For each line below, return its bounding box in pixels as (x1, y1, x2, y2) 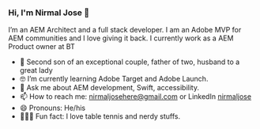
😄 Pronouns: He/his (19, 103, 85, 113)
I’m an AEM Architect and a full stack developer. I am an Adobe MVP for (8, 25, 242, 35)
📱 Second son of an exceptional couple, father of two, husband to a (19, 57, 240, 66)
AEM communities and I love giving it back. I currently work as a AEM (8, 33, 234, 43)
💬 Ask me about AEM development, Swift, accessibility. (19, 83, 200, 93)
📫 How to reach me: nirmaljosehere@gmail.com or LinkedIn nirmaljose (19, 92, 251, 101)
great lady (19, 66, 53, 75)
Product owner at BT (8, 42, 75, 51)
